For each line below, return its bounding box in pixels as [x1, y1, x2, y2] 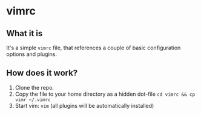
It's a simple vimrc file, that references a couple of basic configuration [6, 44, 181, 51]
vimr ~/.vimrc [15, 96, 51, 103]
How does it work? [6, 68, 78, 78]
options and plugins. [6, 51, 58, 58]
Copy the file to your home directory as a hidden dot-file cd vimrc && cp [15, 90, 196, 98]
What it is [6, 28, 43, 39]
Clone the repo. [15, 84, 54, 91]
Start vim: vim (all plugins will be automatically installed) [15, 102, 154, 109]
